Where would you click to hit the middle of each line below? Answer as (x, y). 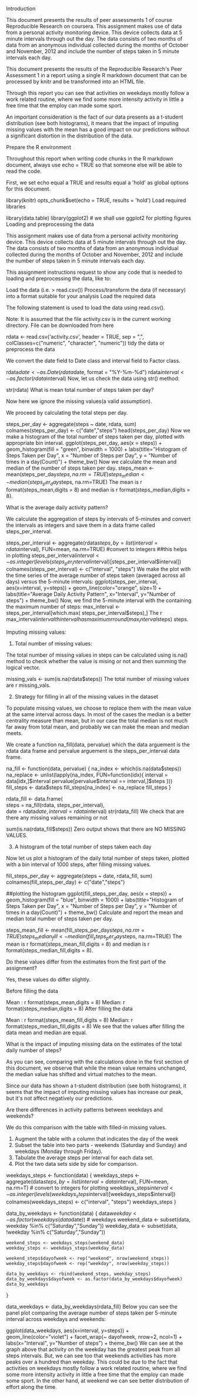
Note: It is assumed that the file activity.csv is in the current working (89, 319)
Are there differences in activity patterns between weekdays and (84, 1109)
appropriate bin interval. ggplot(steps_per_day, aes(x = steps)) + (84, 443)
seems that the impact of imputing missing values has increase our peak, (95, 1092)
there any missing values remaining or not (57, 818)
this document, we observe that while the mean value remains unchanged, (96, 1068)
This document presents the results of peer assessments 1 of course (89, 20)
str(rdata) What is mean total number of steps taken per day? (80, 390)
